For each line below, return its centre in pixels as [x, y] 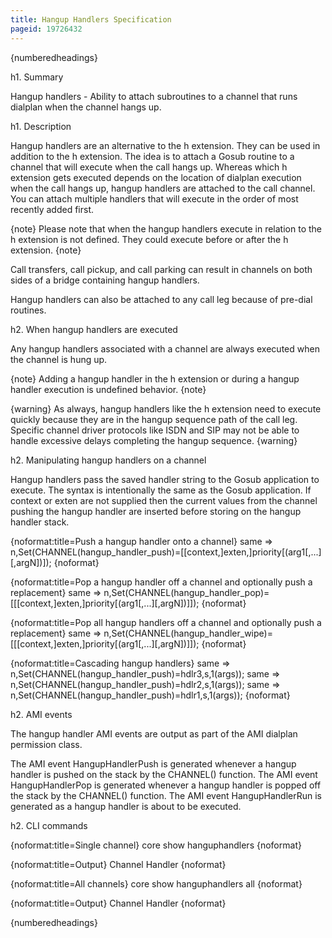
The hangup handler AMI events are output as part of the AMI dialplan [154, 733]
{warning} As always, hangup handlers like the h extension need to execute [166, 408]
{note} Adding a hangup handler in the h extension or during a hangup [155, 378]
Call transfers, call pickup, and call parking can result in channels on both [161, 269]
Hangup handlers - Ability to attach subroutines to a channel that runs [154, 96]
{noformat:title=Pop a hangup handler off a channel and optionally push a [161, 582]
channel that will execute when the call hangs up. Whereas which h [149, 167]
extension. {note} [46, 250]
